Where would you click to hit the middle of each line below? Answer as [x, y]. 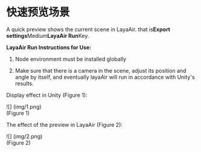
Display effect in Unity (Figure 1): [47, 95]
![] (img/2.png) [24, 136]
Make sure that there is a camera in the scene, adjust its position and [101, 70]
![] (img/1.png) [24, 106]
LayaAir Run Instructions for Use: [49, 47]
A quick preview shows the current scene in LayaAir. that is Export [88, 29]
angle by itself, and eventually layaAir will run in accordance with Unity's [105, 77]
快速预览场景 [38, 12]
